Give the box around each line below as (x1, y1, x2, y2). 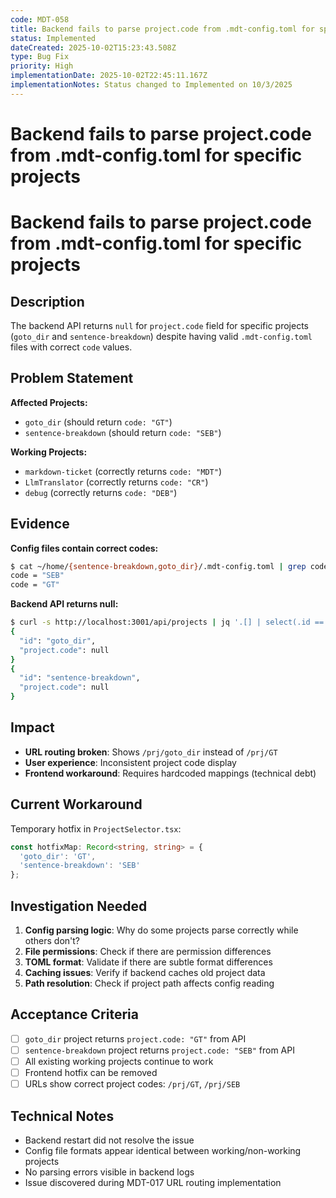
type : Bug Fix (10, 52, 70, 62)
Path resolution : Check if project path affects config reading (24, 977, 275, 989)
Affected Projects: (10, 396, 88, 408)
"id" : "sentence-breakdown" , (19, 673, 141, 683)
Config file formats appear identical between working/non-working (24, 1144, 302, 1156)
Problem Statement (10, 370, 134, 387)
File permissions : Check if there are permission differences (24, 946, 272, 957)
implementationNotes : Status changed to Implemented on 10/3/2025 (10, 80, 293, 90)
